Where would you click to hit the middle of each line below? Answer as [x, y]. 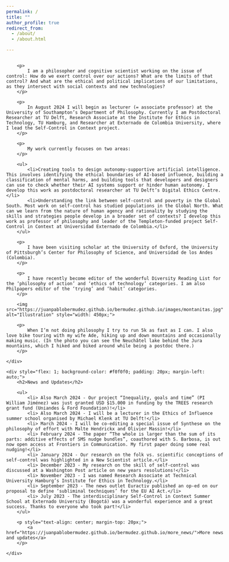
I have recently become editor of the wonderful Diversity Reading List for [124, 279]
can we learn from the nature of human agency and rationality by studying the [107, 211]
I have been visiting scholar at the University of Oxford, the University [123, 247]
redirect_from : [25, 28]
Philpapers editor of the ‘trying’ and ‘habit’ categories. [82, 289]
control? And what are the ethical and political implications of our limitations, [112, 81]
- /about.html [29, 39]
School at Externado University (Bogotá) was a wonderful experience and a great [109, 502]
